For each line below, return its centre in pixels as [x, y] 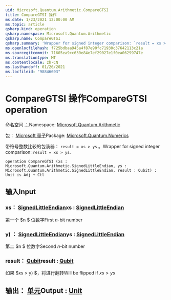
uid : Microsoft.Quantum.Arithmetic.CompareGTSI [57, 10]
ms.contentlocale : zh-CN [32, 62]
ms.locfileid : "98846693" [33, 72]
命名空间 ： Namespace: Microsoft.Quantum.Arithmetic [63, 124]
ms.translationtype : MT [31, 57]
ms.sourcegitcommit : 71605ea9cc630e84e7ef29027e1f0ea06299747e [74, 53]
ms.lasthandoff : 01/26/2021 [35, 67]
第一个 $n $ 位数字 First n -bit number [44, 220]
